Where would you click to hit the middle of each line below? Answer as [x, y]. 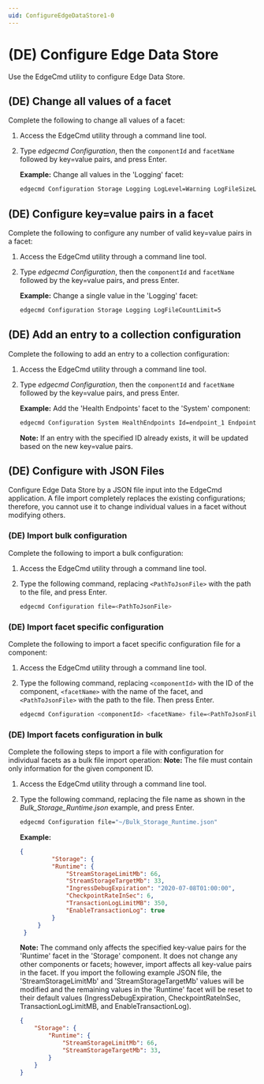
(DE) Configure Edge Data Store [113, 54]
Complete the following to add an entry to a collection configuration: [119, 353]
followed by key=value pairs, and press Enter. [93, 160]
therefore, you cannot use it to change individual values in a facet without [127, 507]
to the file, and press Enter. [63, 592]
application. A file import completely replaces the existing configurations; [127, 498]
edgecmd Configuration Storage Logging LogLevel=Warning [115, 189]
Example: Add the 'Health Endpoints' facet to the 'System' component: [135, 408]
